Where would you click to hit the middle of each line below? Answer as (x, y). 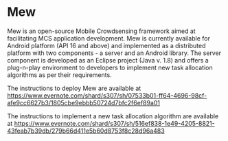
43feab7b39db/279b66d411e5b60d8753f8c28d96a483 (86, 131)
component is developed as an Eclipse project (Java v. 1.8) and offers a (108, 60)
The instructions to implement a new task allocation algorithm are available (113, 116)
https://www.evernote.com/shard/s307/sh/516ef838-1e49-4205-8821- (114, 123)
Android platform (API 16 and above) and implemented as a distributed (106, 45)
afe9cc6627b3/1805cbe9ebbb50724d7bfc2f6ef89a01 (83, 102)
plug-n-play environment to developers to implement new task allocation (110, 67)
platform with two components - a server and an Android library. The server (114, 53)
